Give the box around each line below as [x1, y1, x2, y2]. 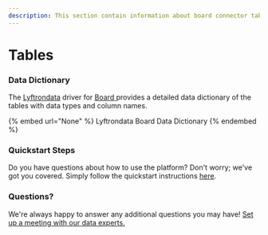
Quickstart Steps [8, 145, 76, 156]
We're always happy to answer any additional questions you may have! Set [8, 209, 254, 219]
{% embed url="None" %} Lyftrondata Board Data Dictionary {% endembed [8, 116, 257, 126]
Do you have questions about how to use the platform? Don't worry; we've [8, 163, 253, 172]
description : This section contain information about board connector [8, 11, 248, 20]
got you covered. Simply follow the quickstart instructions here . [8, 171, 217, 181]
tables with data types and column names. [8, 101, 148, 111]
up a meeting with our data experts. [8, 217, 125, 227]
